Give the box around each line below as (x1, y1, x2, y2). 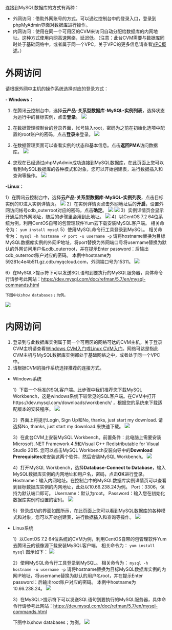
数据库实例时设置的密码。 (12, 496, 67, 503)
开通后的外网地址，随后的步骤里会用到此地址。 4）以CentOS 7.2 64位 (5, 213, 159, 220)
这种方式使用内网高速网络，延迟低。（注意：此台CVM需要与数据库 (21, 35, 160, 41)
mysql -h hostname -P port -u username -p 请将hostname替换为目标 (19, 233, 165, 239)
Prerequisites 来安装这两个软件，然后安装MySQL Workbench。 (12, 453, 146, 460)
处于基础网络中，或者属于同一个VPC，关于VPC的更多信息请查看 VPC (17, 41, 162, 47)
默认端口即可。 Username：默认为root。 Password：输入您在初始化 (21, 490, 165, 496)
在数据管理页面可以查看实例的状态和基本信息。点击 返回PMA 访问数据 (12, 142, 158, 148)
